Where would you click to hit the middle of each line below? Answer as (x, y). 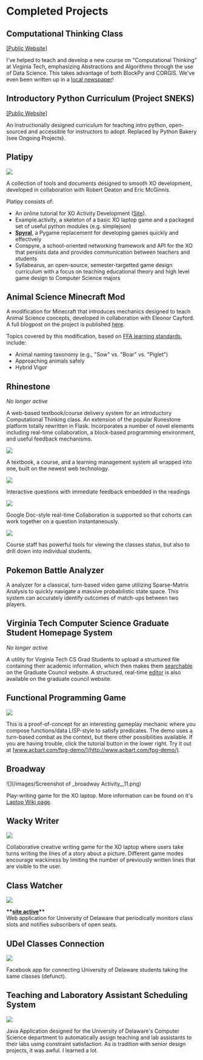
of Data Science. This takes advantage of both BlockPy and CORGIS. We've (101, 73)
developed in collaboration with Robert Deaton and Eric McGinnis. (88, 189)
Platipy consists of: (30, 201)
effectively (28, 239)
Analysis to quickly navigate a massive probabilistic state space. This (92, 591)
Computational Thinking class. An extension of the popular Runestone (93, 420)
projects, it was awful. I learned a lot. (52, 1050)
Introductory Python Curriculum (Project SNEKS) (101, 99)
